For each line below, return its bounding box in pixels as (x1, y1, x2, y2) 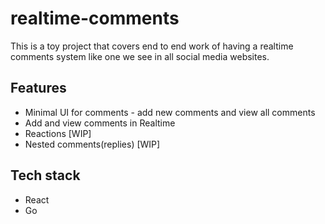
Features (10, 80, 67, 97)
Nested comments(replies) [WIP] (24, 138, 161, 150)
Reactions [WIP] (24, 127, 92, 139)
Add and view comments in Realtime (24, 117, 176, 129)
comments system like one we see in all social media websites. (10, 50, 270, 62)
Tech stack (10, 167, 81, 184)
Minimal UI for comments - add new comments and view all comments (24, 106, 316, 118)
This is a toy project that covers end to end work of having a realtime (10, 40, 294, 52)
